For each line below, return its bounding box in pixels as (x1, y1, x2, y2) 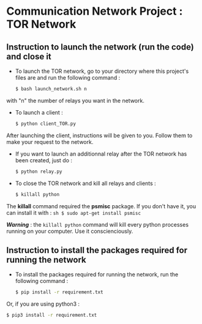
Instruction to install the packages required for (6, 245, 188, 255)
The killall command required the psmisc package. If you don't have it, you (6, 202, 196, 209)
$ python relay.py (15, 168, 62, 175)
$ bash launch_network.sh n (15, 86, 87, 92)
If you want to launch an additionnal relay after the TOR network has (15, 150, 187, 157)
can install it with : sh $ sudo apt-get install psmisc (6, 209, 141, 216)
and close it (6, 51, 52, 62)
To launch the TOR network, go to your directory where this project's (15, 67, 189, 75)
